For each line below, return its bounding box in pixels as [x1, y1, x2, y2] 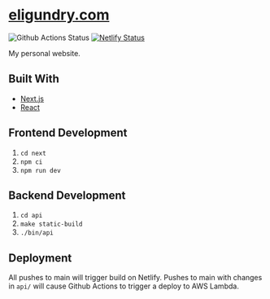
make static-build [20, 220, 83, 229]
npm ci [20, 157, 43, 166]
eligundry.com [8, 6, 110, 24]
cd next [20, 149, 46, 157]
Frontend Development [8, 126, 128, 140]
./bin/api [20, 229, 54, 237]
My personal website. [8, 48, 81, 58]
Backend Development [8, 188, 126, 202]
